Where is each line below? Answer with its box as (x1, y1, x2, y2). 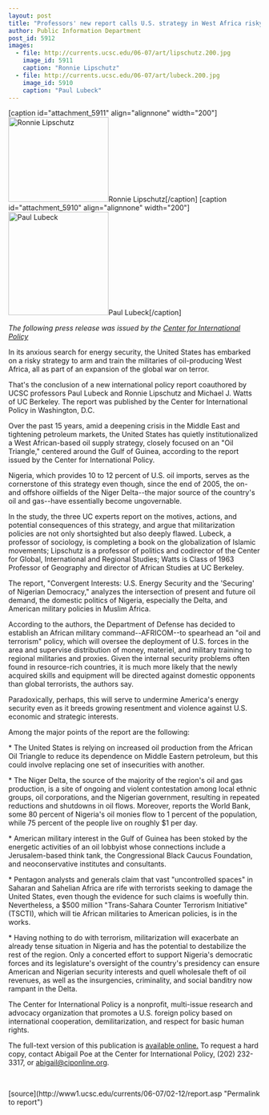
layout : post (8, 11, 52, 20)
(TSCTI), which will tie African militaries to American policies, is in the (8, 909, 238, 918)
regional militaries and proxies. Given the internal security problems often (8, 654, 251, 663)
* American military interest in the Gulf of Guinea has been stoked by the (8, 833, 248, 843)
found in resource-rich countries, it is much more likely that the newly (8, 663, 238, 672)
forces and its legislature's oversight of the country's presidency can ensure (8, 959, 260, 968)
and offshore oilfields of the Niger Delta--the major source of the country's (8, 488, 255, 497)
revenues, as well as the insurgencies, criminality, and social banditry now (8, 975, 253, 985)
